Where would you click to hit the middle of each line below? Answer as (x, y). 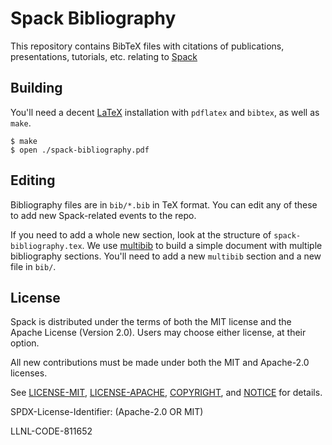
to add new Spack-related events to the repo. (103, 215)
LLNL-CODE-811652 (51, 431)
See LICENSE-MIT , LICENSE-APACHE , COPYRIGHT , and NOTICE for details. (166, 393)
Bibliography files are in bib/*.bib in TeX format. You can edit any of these (164, 204)
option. (25, 343)
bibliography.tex (46, 246)
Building (36, 88)
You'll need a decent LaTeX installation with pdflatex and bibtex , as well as (165, 112)
